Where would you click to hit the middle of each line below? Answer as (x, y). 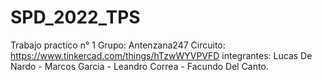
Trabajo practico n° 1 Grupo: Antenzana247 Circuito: (118, 45)
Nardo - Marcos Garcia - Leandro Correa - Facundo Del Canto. (139, 66)
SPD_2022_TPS (75, 17)
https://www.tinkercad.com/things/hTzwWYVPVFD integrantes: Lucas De (161, 55)
